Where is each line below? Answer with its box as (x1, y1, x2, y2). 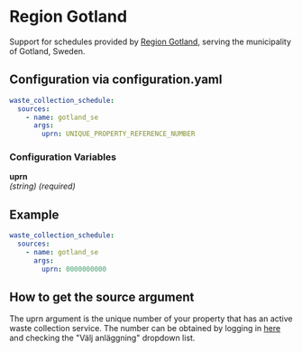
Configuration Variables (9, 151, 117, 163)
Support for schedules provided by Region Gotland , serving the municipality (9, 36, 291, 47)
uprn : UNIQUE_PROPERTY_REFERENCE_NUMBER (41, 129, 196, 139)
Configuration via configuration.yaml (9, 72, 223, 88)
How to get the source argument (9, 290, 195, 304)
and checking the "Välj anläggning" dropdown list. (9, 332, 196, 344)
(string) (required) (9, 181, 77, 191)
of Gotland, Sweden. (9, 45, 86, 56)
